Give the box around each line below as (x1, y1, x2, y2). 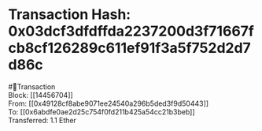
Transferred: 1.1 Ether (8, 115, 77, 125)
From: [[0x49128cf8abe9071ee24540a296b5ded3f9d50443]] (8, 99, 209, 108)
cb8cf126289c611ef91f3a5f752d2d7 (8, 39, 252, 57)
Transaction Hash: (8, 6, 131, 24)
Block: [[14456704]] (8, 90, 73, 99)
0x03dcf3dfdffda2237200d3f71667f (8, 22, 254, 40)
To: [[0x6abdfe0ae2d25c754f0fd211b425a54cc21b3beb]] (8, 107, 195, 116)
